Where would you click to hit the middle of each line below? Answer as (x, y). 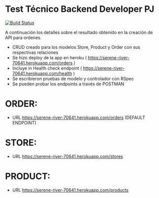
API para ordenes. (23, 38)
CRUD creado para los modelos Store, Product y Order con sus (76, 47)
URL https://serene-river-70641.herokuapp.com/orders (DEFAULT (79, 118)
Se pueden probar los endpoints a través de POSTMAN (68, 84)
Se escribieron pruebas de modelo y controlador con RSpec (73, 79)
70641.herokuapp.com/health (42, 73)
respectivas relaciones (35, 52)
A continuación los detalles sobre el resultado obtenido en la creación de (79, 32)
